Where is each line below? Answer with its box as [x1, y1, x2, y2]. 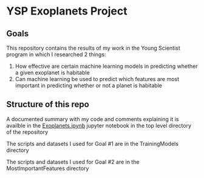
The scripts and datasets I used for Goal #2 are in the [6, 158, 140, 165]
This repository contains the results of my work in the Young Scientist [6, 44, 180, 51]
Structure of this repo [6, 99, 89, 110]
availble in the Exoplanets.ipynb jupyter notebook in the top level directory [6, 122, 192, 129]
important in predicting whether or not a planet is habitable [15, 82, 163, 89]
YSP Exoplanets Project [6, 4, 127, 18]
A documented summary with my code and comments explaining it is [6, 115, 179, 122]
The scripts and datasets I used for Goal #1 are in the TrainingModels [6, 140, 179, 147]
